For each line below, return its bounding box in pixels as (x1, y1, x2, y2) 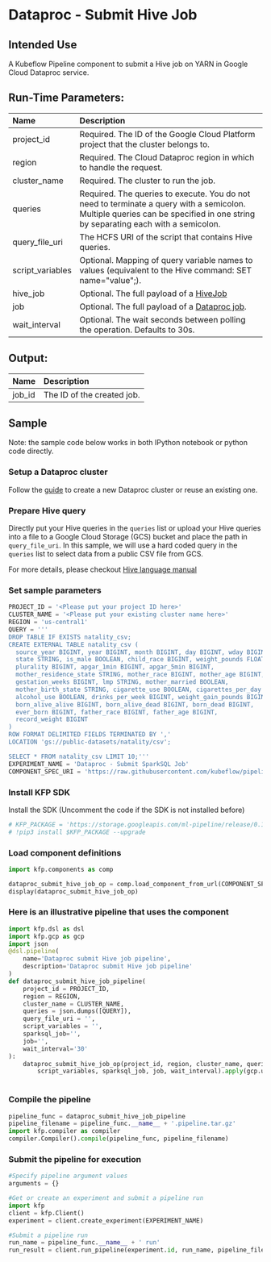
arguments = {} (8, 1180, 60, 1188)
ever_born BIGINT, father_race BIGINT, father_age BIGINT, (15, 708, 219, 716)
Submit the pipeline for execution (8, 1153, 142, 1164)
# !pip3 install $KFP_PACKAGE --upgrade (8, 828, 147, 836)
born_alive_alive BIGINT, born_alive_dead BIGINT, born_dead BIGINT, (15, 700, 254, 709)
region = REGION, (23, 992, 81, 1001)
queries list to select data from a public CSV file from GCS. (8, 549, 204, 559)
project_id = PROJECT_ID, (23, 985, 110, 993)
